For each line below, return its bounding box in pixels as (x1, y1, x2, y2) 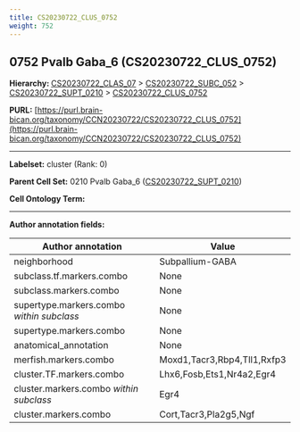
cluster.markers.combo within (13, 383, 138, 395)
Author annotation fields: (9, 220, 105, 230)
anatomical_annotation (13, 339, 109, 352)
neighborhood (13, 255, 74, 268)
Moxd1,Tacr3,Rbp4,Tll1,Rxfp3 (159, 353, 287, 366)
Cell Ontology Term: (9, 194, 86, 204)
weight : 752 (9, 21, 54, 30)
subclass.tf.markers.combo (13, 270, 128, 282)
